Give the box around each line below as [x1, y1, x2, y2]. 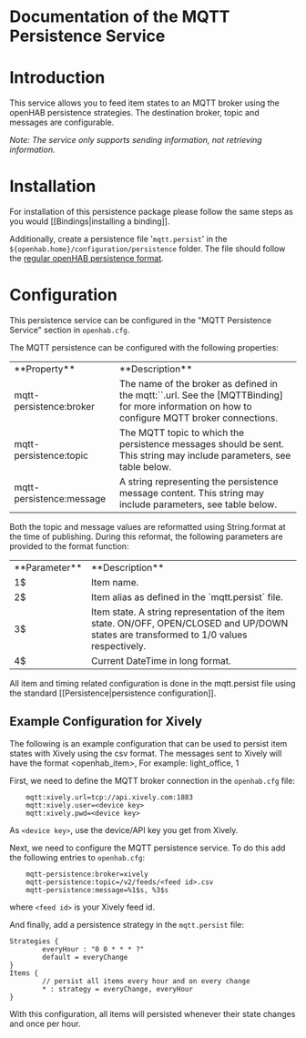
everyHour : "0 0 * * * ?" [42, 944, 145, 953]
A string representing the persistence [119, 475, 280, 488]
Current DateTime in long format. [90, 655, 232, 667]
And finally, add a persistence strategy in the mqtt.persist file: [9, 919, 244, 930]
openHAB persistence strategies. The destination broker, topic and [9, 107, 260, 118]
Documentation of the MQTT [9, 6, 230, 27]
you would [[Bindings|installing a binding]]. [9, 216, 170, 227]
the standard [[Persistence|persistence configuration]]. [9, 687, 217, 698]
